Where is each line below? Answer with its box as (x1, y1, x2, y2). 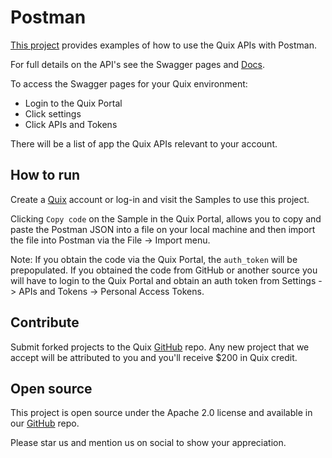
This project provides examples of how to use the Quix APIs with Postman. (10, 39, 318, 51)
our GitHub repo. (10, 417, 80, 430)
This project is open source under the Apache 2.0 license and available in (10, 407, 313, 419)
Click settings (24, 107, 82, 120)
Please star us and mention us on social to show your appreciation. (10, 437, 287, 449)
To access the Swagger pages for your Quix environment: (10, 77, 248, 90)
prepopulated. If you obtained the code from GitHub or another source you (10, 264, 318, 276)
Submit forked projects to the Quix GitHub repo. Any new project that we (10, 341, 310, 353)
